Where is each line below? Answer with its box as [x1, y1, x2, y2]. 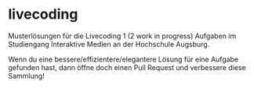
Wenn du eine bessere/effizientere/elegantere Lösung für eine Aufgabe [8, 55, 239, 64]
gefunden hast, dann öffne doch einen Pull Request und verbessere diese [8, 62, 246, 72]
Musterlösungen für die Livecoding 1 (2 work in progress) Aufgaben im [8, 31, 237, 40]
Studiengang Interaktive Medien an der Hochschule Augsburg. [8, 39, 210, 48]
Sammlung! [8, 71, 45, 80]
